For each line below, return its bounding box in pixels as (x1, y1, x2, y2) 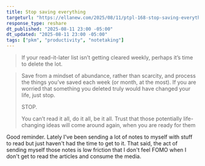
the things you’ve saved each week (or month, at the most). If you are (21, 78, 196, 86)
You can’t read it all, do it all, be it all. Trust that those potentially (21, 115, 182, 122)
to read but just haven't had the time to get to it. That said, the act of (6, 140, 178, 147)
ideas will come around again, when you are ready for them (46, 122, 196, 128)
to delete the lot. (21, 60, 63, 67)
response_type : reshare (6, 20, 67, 26)
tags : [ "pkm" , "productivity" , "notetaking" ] (6, 37, 124, 43)
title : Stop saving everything (6, 9, 86, 15)
